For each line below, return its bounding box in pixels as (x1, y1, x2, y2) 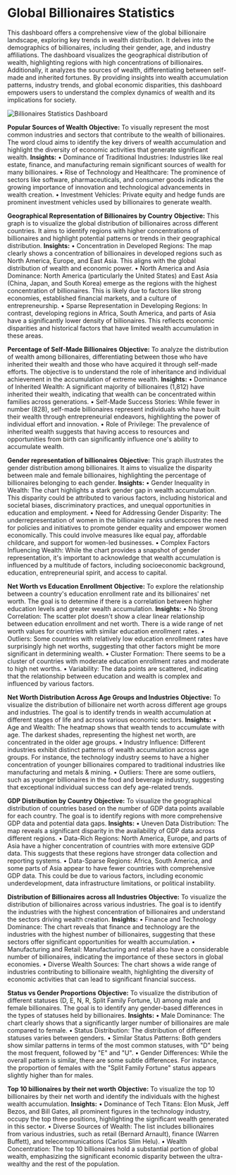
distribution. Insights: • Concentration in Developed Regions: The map (7, 241, 213, 250)
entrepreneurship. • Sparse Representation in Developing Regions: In (7, 301, 208, 309)
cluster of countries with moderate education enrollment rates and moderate (7, 657, 230, 665)
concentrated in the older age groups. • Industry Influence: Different (7, 738, 206, 746)
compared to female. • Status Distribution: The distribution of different (7, 1026, 211, 1034)
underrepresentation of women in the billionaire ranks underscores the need (7, 516, 229, 524)
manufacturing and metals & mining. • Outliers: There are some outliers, (7, 768, 216, 776)
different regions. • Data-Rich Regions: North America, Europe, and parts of (7, 834, 227, 842)
